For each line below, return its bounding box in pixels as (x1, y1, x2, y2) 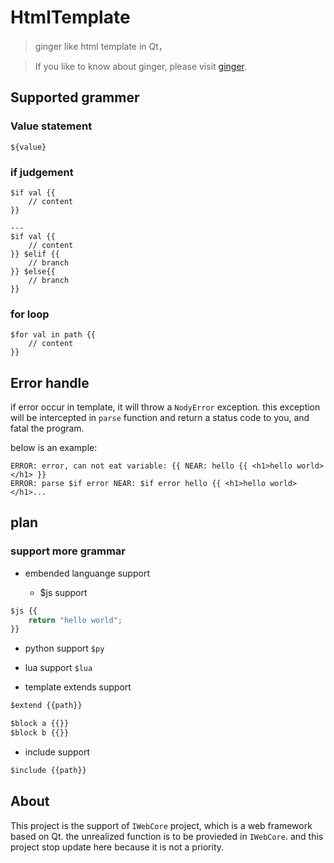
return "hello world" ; (28, 615, 123, 625)
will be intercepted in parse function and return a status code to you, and (10, 412, 310, 424)
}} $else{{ (10, 266, 56, 276)
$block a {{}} (10, 719, 70, 729)
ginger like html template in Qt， (34, 40, 168, 52)
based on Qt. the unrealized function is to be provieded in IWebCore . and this (10, 830, 324, 842)
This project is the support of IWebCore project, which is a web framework (10, 819, 313, 831)
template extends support (24, 681, 132, 693)
